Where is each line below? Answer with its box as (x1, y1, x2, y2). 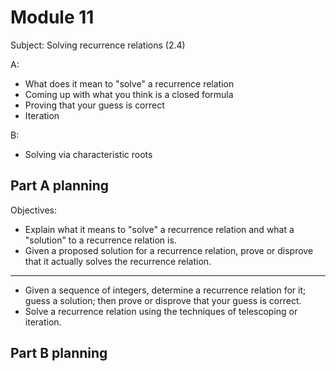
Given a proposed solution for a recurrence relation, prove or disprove (24, 244, 314, 256)
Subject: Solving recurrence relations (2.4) (10, 39, 186, 51)
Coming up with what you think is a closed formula (24, 88, 234, 100)
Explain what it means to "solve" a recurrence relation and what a (24, 223, 295, 235)
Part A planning (10, 177, 110, 195)
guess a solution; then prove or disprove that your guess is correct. (24, 294, 302, 306)
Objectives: (10, 204, 57, 216)
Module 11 (10, 6, 95, 29)
